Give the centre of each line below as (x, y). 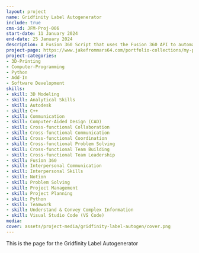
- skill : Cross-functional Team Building (58, 149)
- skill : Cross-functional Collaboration (58, 127)
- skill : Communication (36, 116)
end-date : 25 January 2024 (39, 39)
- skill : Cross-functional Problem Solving (61, 144)
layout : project (26, 12)
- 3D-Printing (24, 61)
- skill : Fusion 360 (32, 161)
